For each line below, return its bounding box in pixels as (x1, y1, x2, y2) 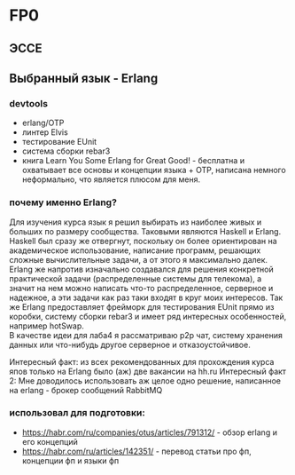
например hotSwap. (9, 321, 84, 331)
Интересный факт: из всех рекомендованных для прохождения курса (9, 356, 275, 367)
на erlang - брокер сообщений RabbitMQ (9, 384, 163, 395)
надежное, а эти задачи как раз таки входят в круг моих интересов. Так (9, 292, 283, 303)
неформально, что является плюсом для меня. (21, 174, 201, 185)
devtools (9, 97, 49, 109)
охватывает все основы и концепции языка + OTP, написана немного (21, 165, 286, 176)
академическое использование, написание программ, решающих (9, 245, 261, 256)
